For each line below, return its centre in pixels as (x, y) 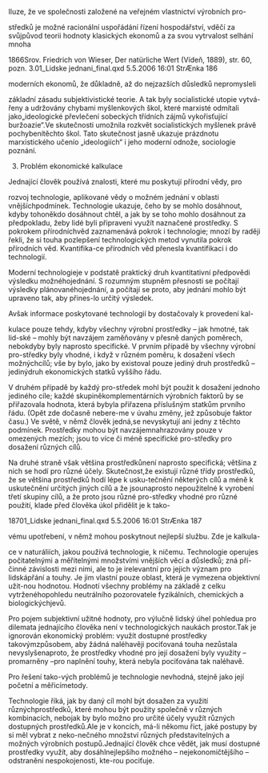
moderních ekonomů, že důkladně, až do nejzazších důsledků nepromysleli (132, 84)
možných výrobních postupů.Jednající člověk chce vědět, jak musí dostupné (134, 743)
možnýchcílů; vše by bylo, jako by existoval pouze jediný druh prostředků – (132, 363)
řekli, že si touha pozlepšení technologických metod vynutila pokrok (120, 240)
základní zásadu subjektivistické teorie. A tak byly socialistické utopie (123, 99)
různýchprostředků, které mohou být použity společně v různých (115, 709)
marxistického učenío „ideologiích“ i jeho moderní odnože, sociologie (122, 142)
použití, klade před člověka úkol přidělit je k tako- (89, 505)
